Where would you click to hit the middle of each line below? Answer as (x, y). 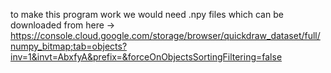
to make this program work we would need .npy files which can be (147, 14)
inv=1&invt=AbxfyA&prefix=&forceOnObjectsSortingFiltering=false (146, 57)
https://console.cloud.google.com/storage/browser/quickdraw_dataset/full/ (165, 35)
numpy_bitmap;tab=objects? (69, 46)
